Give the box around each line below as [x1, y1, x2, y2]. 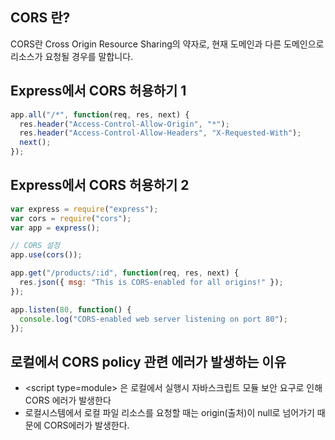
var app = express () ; [10, 223, 101, 233]
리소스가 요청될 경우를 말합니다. [10, 50, 134, 62]
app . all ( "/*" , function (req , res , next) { [10, 109, 190, 120]
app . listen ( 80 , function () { [10, 304, 132, 315]
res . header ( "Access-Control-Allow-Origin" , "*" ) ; [19, 119, 230, 129]
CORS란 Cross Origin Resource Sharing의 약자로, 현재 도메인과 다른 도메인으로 [10, 38, 325, 50]
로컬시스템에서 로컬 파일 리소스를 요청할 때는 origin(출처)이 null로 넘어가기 [24, 407, 315, 419]
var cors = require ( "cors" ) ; [10, 213, 132, 223]
